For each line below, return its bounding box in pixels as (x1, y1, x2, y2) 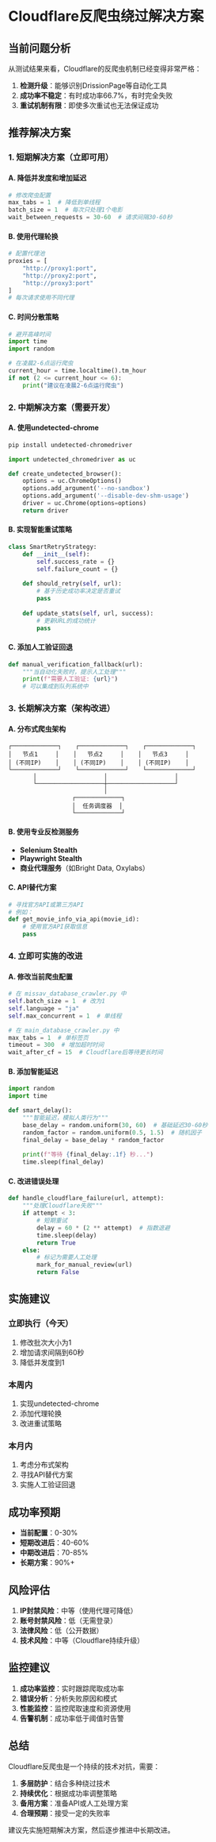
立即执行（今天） (8, 1318, 74, 1329)
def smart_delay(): (8, 1106, 73, 1114)
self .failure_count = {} (36, 565, 119, 573)
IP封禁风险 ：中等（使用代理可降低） (19, 1605, 138, 1615)
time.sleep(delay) (36, 1231, 97, 1239)
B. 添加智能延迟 (8, 1066, 59, 1076)
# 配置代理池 (8, 249, 45, 258)
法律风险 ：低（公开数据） (19, 1625, 104, 1635)
